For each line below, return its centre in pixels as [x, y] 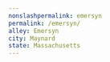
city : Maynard [32, 38]
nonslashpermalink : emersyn [55, 16]
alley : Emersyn [34, 31]
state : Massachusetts [45, 46]
